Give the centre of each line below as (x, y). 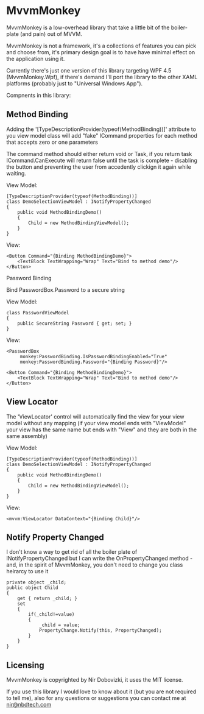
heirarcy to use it (27, 571)
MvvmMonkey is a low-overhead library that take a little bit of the (88, 27)
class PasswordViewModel (38, 313)
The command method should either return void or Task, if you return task (99, 154)
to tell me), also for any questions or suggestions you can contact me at (96, 698)
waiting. (16, 173)
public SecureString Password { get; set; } (75, 323)
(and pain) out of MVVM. (51, 34)
